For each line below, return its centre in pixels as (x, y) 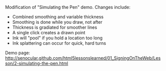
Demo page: (18, 53)
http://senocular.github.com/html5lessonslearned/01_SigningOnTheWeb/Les (83, 58)
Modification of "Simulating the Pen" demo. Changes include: (68, 7)
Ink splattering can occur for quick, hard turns (59, 43)
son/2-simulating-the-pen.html (37, 63)
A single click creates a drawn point (49, 33)
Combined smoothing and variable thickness (58, 17)
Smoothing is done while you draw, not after (57, 22)
